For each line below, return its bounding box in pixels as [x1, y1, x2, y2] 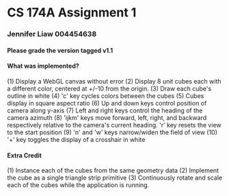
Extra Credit [7, 151, 42, 159]
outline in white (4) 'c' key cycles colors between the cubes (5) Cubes [7, 91, 204, 100]
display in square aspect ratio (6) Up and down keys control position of [7, 99, 207, 107]
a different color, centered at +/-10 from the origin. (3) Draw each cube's [7, 84, 212, 93]
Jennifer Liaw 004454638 [7, 29, 97, 39]
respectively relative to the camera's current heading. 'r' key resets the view [7, 121, 221, 129]
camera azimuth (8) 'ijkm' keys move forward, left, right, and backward [7, 113, 207, 121]
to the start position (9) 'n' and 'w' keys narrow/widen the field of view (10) [7, 128, 217, 136]
